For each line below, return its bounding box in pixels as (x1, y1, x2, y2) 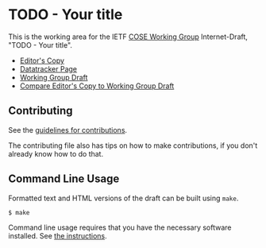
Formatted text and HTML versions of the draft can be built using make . (8, 193, 239, 203)
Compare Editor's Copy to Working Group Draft (19, 81, 175, 91)
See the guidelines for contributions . (8, 125, 128, 134)
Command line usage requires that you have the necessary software (8, 223, 232, 232)
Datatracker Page (19, 64, 78, 73)
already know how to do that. (8, 149, 104, 158)
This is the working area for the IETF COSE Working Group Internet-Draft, (8, 32, 249, 41)
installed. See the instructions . (8, 231, 107, 241)
